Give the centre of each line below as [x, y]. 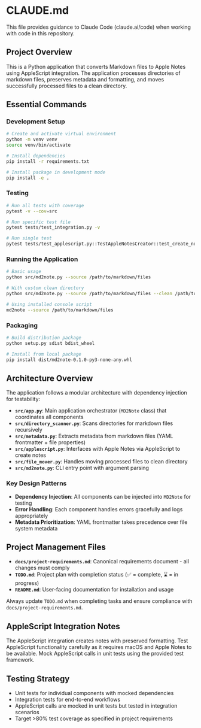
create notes [31, 455]
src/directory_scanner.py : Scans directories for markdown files [94, 423]
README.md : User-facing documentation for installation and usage [94, 590]
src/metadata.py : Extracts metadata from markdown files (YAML [94, 436]
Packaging [22, 325]
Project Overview [39, 52]
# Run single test [29, 238]
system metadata [36, 528]
